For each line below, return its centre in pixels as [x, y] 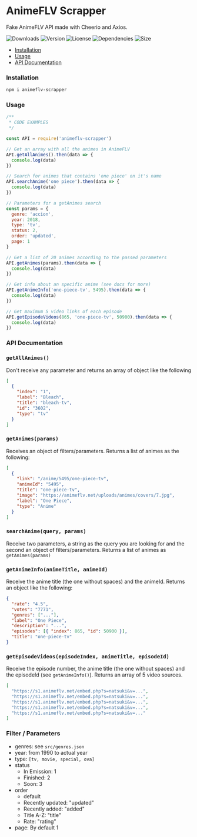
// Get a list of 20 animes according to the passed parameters [86, 257]
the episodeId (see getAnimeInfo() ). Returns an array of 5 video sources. [94, 675]
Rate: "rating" [40, 821]
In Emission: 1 [40, 771]
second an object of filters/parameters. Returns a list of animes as [86, 550]
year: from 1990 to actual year [51, 752]
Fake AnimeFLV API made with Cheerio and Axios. [67, 27]
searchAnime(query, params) [46, 531]
